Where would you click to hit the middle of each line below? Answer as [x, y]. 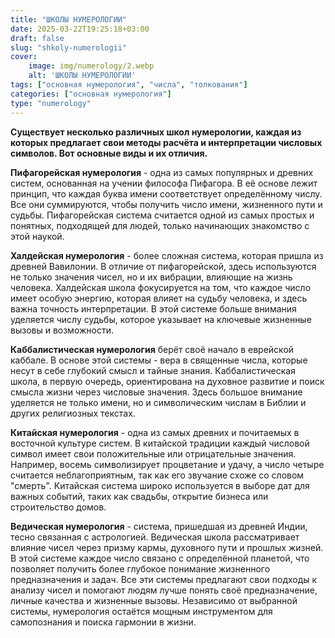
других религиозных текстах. [73, 413]
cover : [24, 57]
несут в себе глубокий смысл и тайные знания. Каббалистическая [153, 370]
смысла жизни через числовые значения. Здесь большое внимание [156, 392]
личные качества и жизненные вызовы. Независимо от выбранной [154, 600]
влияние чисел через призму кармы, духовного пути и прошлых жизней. [167, 547]
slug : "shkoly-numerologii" [69, 47]
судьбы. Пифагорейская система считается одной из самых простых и [162, 215]
